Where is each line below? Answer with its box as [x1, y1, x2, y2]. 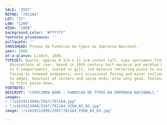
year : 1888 [5, 48, 28, 53]
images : [5, 94, 21, 99]
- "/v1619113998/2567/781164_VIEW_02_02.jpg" [5, 104, 101, 109]
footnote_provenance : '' [5, 35, 57, 40]
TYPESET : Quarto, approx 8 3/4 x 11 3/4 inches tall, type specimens [5, 58, 153, 63]
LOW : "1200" [5, 21, 30, 26]
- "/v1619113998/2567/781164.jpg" [5, 99, 77, 104]
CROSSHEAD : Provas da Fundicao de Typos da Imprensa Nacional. [5, 44, 139, 49]
